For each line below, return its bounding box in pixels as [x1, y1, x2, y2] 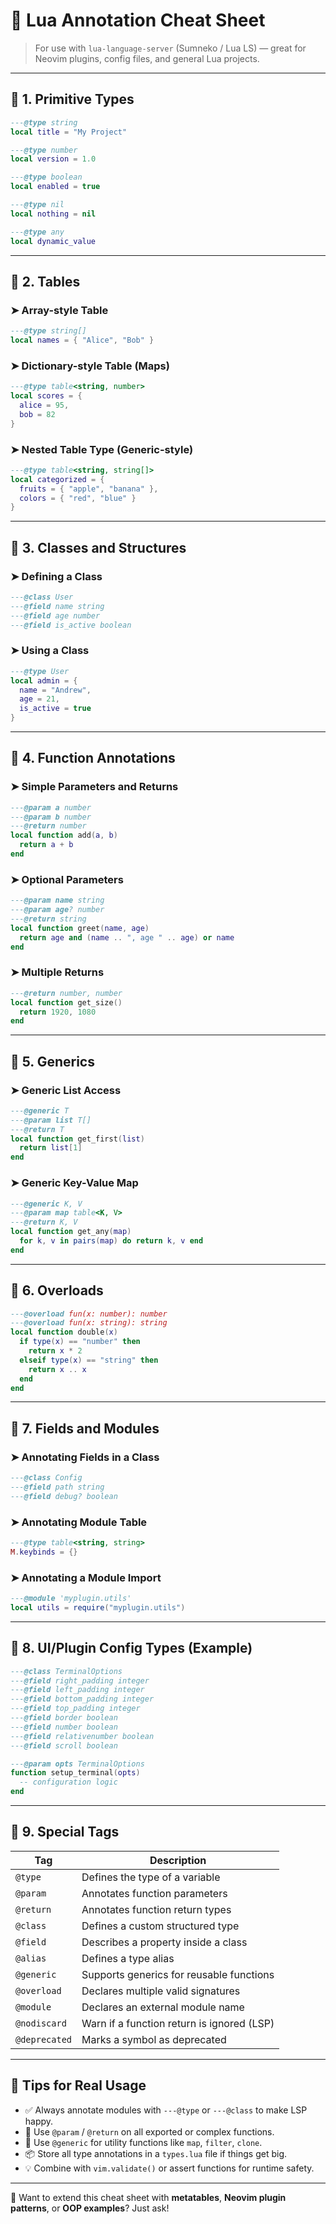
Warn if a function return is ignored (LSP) [81, 2016, 275, 2030]
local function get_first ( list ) [10, 1134, 145, 1144]
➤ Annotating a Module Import [10, 1570, 162, 1584]
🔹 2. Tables [10, 273, 81, 290]
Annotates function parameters [81, 1886, 228, 1900]
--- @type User [10, 666, 70, 676]
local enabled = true [10, 182, 101, 192]
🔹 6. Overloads [10, 1282, 104, 1299]
